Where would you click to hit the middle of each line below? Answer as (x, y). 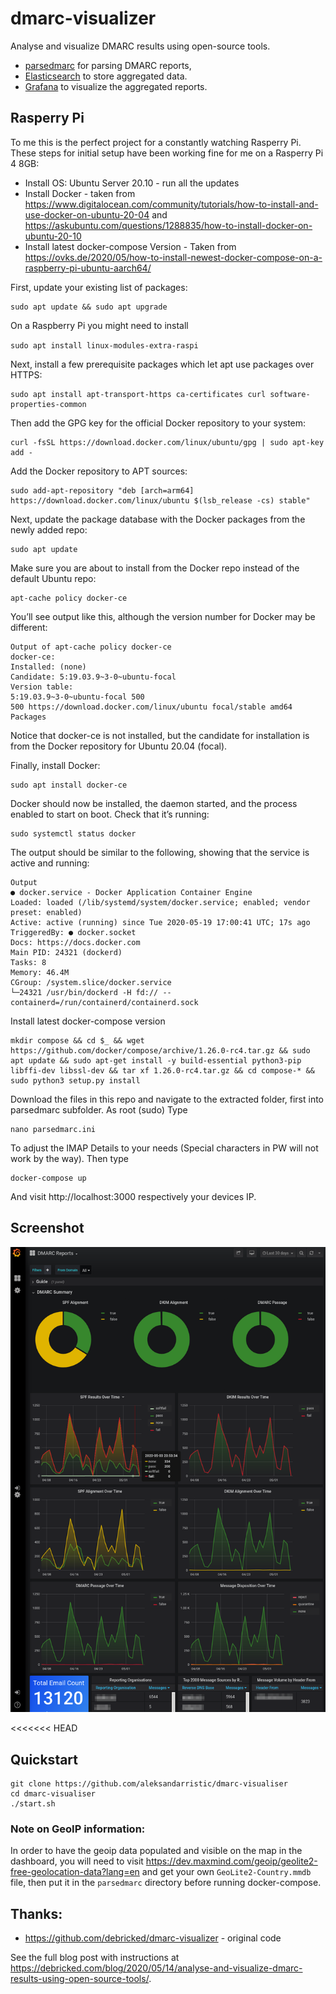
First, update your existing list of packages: (99, 287)
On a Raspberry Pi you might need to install (99, 325)
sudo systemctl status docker (73, 833)
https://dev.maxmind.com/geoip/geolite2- (231, 1861)
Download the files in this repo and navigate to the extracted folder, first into (167, 1099)
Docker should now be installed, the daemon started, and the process (154, 803)
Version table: (42, 687)
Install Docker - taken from (80, 193)
